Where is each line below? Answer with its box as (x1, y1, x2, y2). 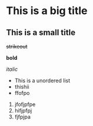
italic (6, 66, 18, 73)
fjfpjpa (14, 113, 31, 120)
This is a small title (6, 28, 75, 38)
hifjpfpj (14, 107, 32, 114)
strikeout (6, 43, 28, 50)
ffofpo (14, 90, 30, 96)
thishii (14, 83, 29, 90)
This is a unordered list (14, 77, 71, 84)
